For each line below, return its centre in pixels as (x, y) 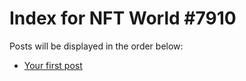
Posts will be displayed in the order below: (96, 46)
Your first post (53, 65)
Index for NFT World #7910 (123, 18)
